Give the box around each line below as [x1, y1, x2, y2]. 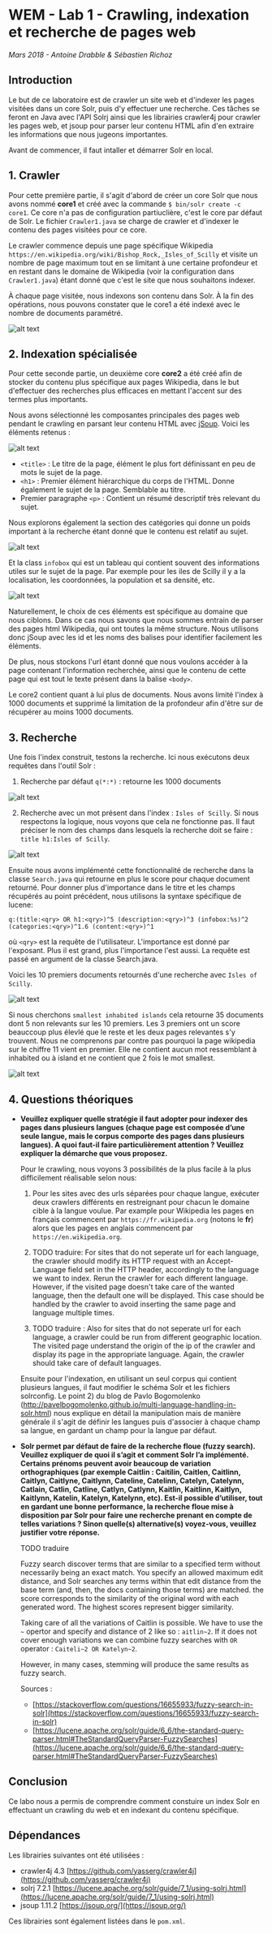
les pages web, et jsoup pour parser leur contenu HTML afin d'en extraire [8, 120, 254, 131]
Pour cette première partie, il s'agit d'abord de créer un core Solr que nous [8, 190, 258, 200]
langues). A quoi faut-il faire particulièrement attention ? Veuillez [19, 1140, 244, 1150]
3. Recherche [8, 731, 77, 745]
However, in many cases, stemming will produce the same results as [19, 1660, 249, 1669]
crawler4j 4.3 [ [19, 1866, 70, 1876]
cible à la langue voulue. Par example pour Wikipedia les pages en [32, 1206, 254, 1215]
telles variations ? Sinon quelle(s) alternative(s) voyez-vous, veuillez [19, 1519, 257, 1528]
